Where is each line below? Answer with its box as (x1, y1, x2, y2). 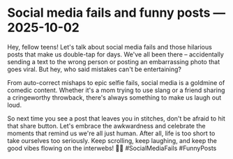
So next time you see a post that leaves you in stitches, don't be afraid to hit (7, 114, 225, 123)
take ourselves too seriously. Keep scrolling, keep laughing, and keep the (7, 136, 218, 144)
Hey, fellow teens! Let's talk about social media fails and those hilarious (7, 43, 213, 51)
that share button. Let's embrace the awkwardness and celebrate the (7, 121, 206, 130)
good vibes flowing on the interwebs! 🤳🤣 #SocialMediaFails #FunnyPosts (7, 144, 217, 152)
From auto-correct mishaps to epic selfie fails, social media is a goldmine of (7, 78, 225, 86)
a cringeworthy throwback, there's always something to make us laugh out (7, 93, 222, 102)
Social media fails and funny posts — (7, 5, 226, 21)
